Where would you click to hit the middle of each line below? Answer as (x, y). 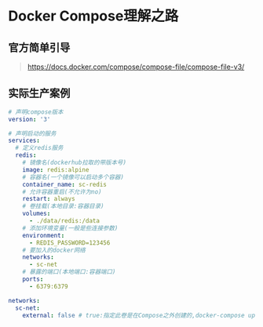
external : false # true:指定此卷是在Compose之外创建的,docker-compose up (139, 315)
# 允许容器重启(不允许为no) (62, 192)
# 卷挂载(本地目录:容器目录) (63, 206)
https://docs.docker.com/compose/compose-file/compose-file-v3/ (136, 67)
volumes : (37, 214)
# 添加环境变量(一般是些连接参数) (70, 228)
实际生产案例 (39, 94)
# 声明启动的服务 (32, 133)
